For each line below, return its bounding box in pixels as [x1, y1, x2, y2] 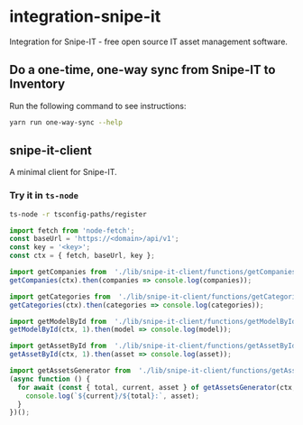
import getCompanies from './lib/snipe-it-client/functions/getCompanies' [9, 268, 300, 277]
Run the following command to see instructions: [9, 100, 187, 111]
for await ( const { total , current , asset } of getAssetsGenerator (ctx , [17, 383, 297, 392]
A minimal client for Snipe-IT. [9, 167, 117, 178]
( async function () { [9, 374, 91, 383]
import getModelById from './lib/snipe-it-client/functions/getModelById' [9, 317, 300, 326]
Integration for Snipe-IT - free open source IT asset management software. [9, 36, 289, 47]
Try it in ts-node [9, 189, 79, 202]
